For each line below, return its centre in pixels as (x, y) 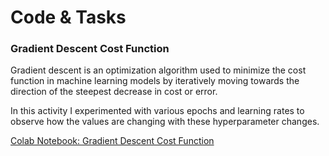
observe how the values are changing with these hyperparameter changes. (165, 122)
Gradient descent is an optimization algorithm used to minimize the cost (158, 70)
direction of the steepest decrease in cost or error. (114, 92)
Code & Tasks (68, 17)
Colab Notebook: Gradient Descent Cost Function (112, 141)
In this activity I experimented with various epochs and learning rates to (157, 111)
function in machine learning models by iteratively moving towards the (155, 81)
